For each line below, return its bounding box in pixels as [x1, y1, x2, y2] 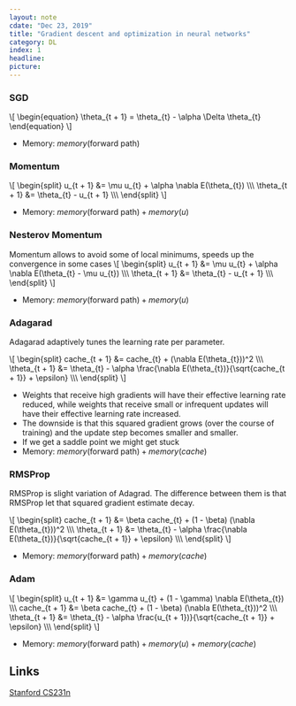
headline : [9, 54, 46, 63]
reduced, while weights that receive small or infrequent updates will [21, 399, 269, 410]
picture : [9, 63, 42, 72]
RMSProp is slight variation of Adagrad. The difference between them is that [9, 488, 287, 499]
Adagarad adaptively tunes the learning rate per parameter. [9, 337, 225, 348]
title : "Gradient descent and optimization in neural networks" [9, 29, 251, 38]
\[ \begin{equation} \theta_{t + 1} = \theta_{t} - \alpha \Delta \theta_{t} [9, 111, 262, 122]
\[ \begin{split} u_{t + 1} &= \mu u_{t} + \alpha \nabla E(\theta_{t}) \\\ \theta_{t [9, 180, 287, 191]
